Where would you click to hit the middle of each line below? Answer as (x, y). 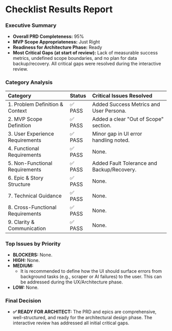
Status (78, 96)
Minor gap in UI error (117, 134)
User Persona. (109, 111)
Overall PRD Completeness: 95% (48, 36)
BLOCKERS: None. (33, 255)
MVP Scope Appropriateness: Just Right (56, 42)
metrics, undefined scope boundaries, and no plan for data (75, 58)
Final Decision (23, 301)
